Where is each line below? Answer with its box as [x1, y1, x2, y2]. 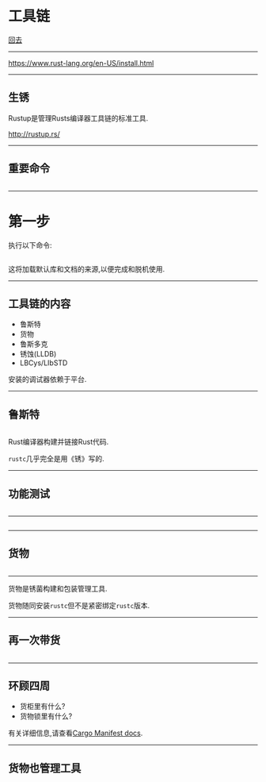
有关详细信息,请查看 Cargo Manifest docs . [8, 728, 143, 738]
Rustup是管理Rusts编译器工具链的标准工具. [8, 113, 149, 123]
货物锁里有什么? [19, 711, 73, 721]
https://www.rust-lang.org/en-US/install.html [8, 58, 154, 67]
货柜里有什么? [19, 702, 66, 711]
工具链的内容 [8, 297, 71, 310]
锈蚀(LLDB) [19, 349, 57, 359]
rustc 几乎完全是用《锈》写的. [8, 454, 104, 464]
